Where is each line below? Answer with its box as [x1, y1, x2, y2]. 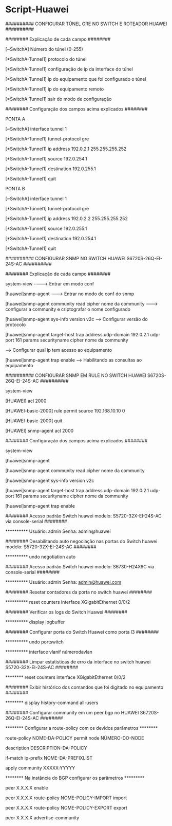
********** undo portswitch [5, 639, 64, 645]
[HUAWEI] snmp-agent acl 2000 [5, 427, 74, 434]
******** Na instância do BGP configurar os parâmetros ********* [5, 775, 145, 781]
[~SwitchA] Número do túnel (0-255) [5, 46, 83, 52]
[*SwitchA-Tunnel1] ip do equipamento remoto [5, 86, 104, 92]
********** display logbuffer [5, 619, 65, 625]
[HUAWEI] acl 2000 [5, 398, 47, 404]
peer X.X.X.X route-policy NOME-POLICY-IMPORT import [5, 795, 127, 801]
